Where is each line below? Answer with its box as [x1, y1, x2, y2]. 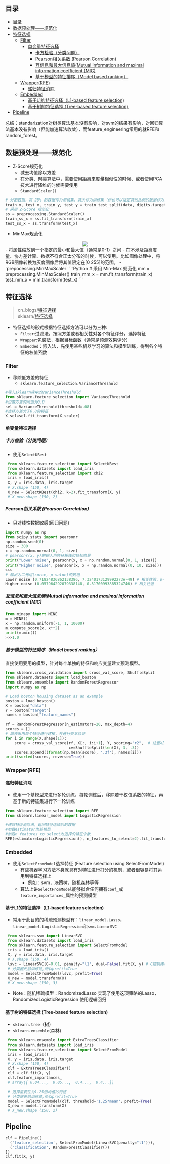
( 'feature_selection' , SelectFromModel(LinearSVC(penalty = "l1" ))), [10, 1140, 155, 1145]
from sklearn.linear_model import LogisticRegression [5, 813, 121, 818]
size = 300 [5, 544, 28, 549]
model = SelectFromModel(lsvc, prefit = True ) [7, 971, 103, 976]
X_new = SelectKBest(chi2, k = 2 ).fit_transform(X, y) [7, 490, 121, 495]
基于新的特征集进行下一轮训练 [12, 798, 75, 805]
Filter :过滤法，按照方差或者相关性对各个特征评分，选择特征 [20, 330, 146, 336]
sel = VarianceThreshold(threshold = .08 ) [5, 404, 92, 409]
